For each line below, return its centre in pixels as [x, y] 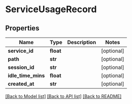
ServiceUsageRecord [51, 9]
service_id [21, 51]
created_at [21, 84]
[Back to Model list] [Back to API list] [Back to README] [63, 96]
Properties [22, 28]
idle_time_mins [26, 76]
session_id [21, 67]
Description [82, 42]
